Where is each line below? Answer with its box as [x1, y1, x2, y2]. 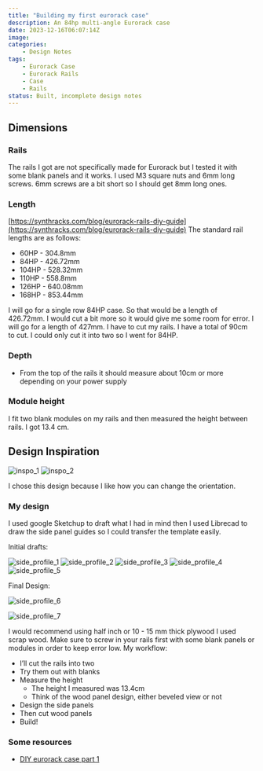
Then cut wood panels [19, 708, 93, 718]
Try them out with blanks [19, 666, 100, 676]
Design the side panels [19, 700, 94, 710]
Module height [8, 396, 65, 407]
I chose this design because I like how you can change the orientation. [8, 481, 236, 490]
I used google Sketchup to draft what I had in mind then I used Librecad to [8, 518, 248, 527]
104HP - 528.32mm [19, 265, 83, 275]
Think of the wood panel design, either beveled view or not [31, 692, 222, 701]
